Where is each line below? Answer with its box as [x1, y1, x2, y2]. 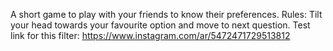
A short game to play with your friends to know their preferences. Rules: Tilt [10, 9, 323, 20]
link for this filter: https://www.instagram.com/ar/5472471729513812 [10, 30, 291, 41]
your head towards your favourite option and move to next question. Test [10, 19, 311, 31]
